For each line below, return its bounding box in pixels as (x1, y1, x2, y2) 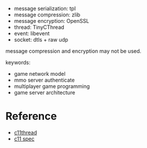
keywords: (5, 59, 30, 66)
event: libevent (13, 30, 50, 37)
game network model (13, 70, 66, 77)
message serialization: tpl (13, 5, 76, 12)
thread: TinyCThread (13, 23, 65, 31)
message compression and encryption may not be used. (5, 48, 142, 55)
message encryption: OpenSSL (13, 18, 90, 24)
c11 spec (13, 135, 35, 142)
